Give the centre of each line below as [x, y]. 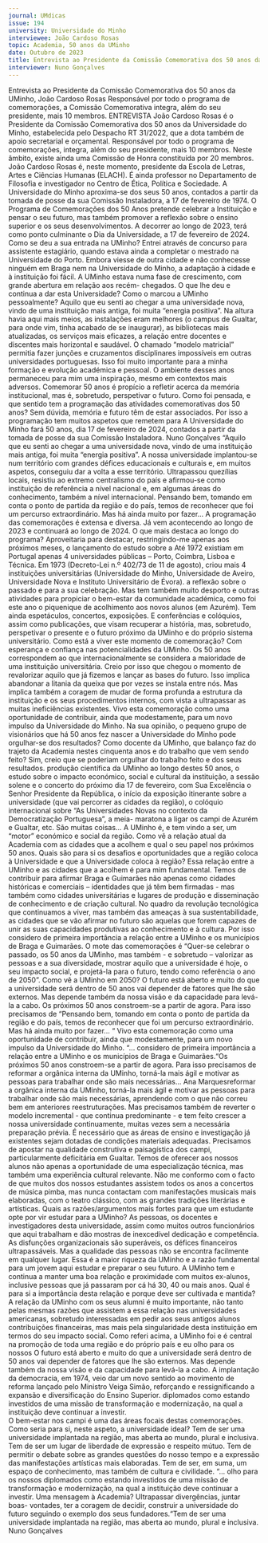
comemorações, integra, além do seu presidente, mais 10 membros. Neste [130, 149]
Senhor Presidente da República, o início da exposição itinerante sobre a [128, 793]
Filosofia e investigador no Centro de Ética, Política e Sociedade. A [118, 183]
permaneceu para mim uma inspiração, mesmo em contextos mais [118, 378]
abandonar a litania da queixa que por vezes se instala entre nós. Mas [123, 683]
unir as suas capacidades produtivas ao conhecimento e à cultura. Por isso [132, 929]
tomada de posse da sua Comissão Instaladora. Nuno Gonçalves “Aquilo [127, 437]
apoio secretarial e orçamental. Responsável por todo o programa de [121, 141]
